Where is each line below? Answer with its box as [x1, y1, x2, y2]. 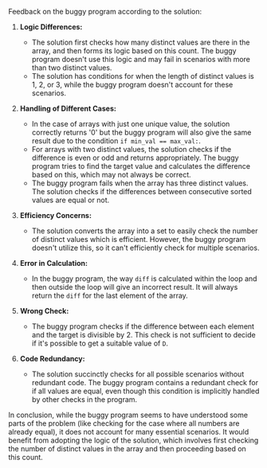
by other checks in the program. [31, 395, 138, 404]
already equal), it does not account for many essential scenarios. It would [8, 427, 249, 436]
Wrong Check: [19, 306, 69, 315]
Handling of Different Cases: [19, 103, 117, 113]
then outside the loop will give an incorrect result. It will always [31, 283, 238, 291]
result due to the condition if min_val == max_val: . [31, 136, 202, 146]
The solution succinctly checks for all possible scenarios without [31, 369, 245, 379]
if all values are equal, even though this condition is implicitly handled [31, 386, 260, 396]
